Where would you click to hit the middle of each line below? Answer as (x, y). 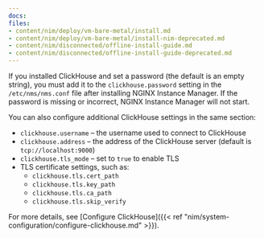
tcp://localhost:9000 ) (58, 150)
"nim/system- (206, 217)
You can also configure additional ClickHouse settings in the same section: (132, 117)
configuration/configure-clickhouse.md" (75, 225)
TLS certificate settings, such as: (74, 167)
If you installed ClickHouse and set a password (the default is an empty (126, 76)
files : (19, 23)
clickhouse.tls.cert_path (75, 176)
